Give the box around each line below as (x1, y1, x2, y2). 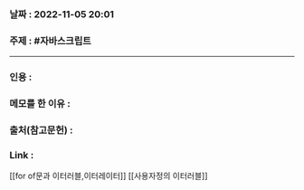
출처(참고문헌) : (9, 124, 73, 137)
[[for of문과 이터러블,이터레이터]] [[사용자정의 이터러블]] (9, 170, 208, 182)
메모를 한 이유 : (9, 98, 71, 110)
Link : (9, 148, 34, 161)
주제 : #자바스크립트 (9, 34, 92, 47)
